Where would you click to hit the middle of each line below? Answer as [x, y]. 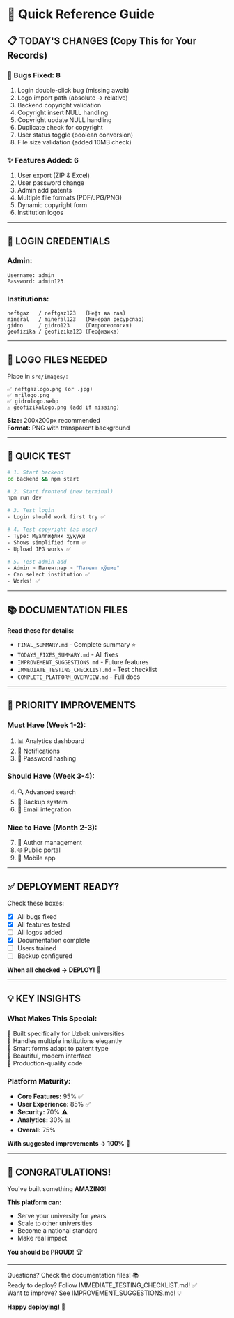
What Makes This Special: [52, 1018]
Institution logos [40, 213]
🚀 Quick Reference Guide [81, 14]
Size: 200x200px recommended [54, 420]
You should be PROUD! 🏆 [45, 1252]
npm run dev [24, 498]
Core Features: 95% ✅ [50, 1096]
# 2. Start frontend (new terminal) [60, 491]
